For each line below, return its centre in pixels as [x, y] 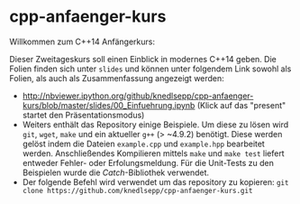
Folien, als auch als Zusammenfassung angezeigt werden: [117, 78]
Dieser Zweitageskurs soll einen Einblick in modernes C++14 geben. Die [143, 59]
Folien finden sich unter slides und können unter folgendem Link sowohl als [150, 69]
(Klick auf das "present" [241, 105]
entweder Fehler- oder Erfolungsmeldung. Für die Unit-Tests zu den [148, 162]
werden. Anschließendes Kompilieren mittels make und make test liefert [154, 153]
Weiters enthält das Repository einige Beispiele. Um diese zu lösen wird [155, 125]
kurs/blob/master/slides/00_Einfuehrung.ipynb [109, 105]
